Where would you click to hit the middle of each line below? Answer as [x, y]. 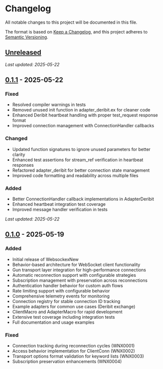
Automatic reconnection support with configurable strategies [74, 275]
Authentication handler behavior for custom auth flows [67, 285]
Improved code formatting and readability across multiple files [75, 175]
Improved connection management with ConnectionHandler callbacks [83, 126]
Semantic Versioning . [27, 37]
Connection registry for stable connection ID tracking [66, 301]
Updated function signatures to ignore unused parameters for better [81, 149]
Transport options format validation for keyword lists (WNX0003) [78, 356]
